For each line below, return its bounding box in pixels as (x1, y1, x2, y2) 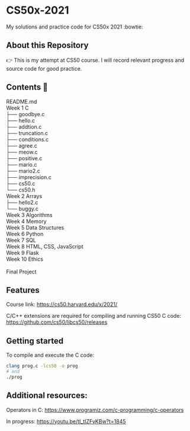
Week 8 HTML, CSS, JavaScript (6, 242, 84, 250)
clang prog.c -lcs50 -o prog (6, 363, 78, 369)
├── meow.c (6, 148, 38, 155)
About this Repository (6, 40, 89, 50)
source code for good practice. (6, 65, 82, 72)
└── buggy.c (6, 205, 39, 212)
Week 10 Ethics (6, 256, 43, 263)
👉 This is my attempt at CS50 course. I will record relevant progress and (6, 56, 185, 63)
